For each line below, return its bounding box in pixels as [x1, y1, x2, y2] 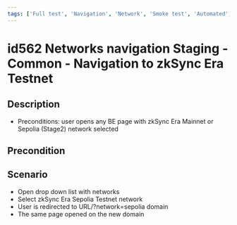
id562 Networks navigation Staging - [7, 40, 229, 56]
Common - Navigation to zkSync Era [7, 56, 224, 71]
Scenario [7, 169, 48, 181]
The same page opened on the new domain [17, 210, 145, 218]
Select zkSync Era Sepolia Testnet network [17, 195, 143, 203]
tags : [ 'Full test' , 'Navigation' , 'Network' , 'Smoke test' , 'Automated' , [7, 10, 232, 18]
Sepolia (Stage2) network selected [17, 124, 119, 133]
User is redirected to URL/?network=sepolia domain [17, 202, 169, 211]
